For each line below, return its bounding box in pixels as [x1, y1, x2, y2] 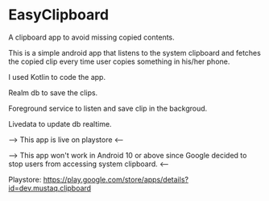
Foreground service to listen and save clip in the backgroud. [8, 103, 208, 113]
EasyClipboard [8, 6, 110, 24]
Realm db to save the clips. [8, 87, 98, 98]
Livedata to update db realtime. [8, 119, 112, 128]
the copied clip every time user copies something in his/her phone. [8, 57, 230, 66]
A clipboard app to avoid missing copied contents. [8, 32, 175, 42]
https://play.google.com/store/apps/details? [43, 174, 189, 184]
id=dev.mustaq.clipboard [8, 183, 91, 193]
